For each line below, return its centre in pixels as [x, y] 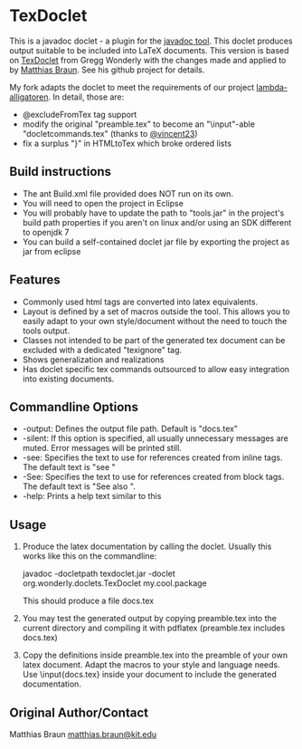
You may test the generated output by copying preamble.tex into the [150, 619]
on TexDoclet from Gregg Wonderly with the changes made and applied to [148, 60]
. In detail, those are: [86, 97]
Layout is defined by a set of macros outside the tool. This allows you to [156, 311]
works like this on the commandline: [90, 556]
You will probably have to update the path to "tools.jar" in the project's [153, 213]
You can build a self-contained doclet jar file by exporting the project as [156, 242]
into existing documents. [68, 379]
